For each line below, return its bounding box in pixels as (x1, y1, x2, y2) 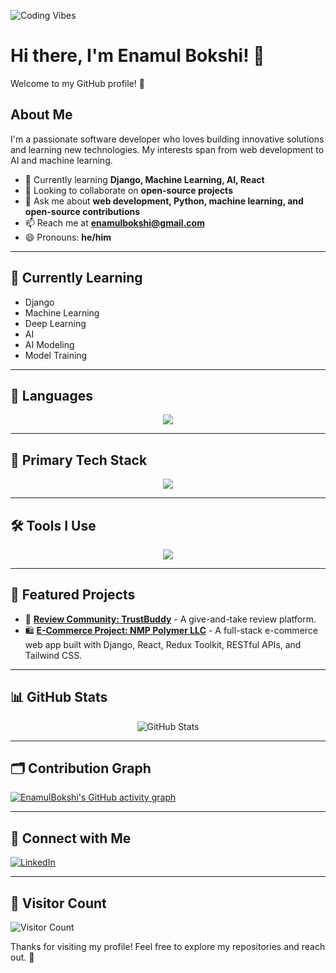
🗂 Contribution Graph (10, 760, 152, 777)
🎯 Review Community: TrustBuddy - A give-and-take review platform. (24, 613, 317, 625)
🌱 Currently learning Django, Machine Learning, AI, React (24, 173, 265, 185)
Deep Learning (24, 317, 87, 329)
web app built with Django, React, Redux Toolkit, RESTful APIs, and (24, 638, 302, 650)
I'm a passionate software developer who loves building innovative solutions (10, 133, 325, 145)
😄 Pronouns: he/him (24, 231, 112, 243)
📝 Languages (10, 387, 93, 404)
